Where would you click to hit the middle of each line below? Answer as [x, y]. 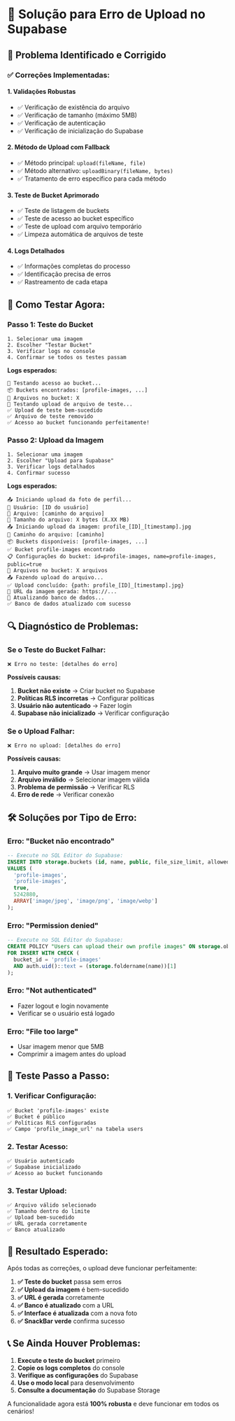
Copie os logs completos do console [71, 1368]
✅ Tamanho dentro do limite [49, 1212]
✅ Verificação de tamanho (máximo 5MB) [77, 115]
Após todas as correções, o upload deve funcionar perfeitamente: [102, 1268]
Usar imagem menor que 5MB [60, 1046]
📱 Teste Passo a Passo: [58, 1076]
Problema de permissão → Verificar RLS [76, 787]
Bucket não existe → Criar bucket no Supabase [86, 691]
